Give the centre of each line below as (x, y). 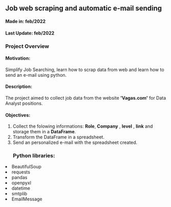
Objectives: (18, 115)
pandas (20, 178)
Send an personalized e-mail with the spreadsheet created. (75, 142)
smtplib (20, 194)
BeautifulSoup (27, 167)
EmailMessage (27, 199)
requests (21, 172)
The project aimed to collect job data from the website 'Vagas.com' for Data (86, 98)
